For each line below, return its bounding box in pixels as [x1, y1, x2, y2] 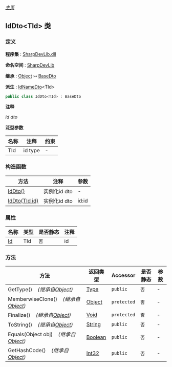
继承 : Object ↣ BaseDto [5, 73, 56, 79]
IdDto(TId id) [8, 197, 39, 204]
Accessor [111, 272, 136, 279]
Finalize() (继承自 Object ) [8, 312, 72, 319]
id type [23, 147, 40, 154]
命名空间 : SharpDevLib [5, 62, 55, 68]
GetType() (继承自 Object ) [8, 286, 73, 293]
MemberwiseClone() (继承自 [8, 296, 80, 303]
